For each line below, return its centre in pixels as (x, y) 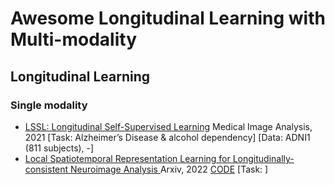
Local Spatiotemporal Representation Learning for (127, 158)
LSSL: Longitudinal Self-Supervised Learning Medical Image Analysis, (168, 126)
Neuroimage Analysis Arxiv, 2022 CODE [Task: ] (169, 169)
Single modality (49, 105)
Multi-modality (73, 39)
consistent (46, 169)
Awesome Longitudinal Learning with (168, 18)
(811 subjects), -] (59, 148)
